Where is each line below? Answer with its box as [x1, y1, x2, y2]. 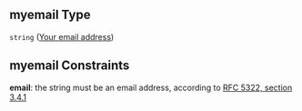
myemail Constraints [9, 58, 130, 74]
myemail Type [9, 7, 91, 23]
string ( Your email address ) [9, 31, 115, 42]
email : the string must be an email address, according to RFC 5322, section [9, 82, 293, 93]
